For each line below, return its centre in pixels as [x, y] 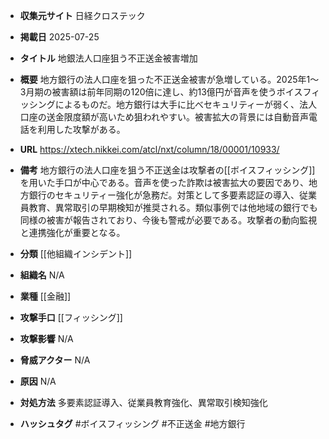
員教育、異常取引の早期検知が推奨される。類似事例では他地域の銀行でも [168, 207]
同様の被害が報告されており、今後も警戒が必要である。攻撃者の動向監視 [168, 220]
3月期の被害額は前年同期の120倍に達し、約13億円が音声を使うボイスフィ [170, 92]
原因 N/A [38, 381]
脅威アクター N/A [55, 360]
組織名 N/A [42, 275]
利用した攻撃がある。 [81, 129]
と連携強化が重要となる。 [72, 232]
